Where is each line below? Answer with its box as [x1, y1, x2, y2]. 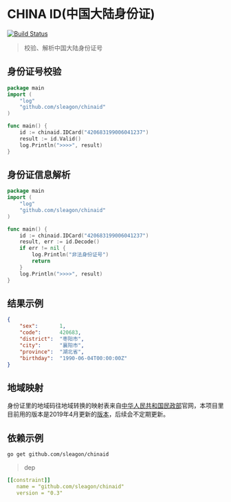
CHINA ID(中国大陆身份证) [7, 6, 155, 22]
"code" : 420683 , [19, 329, 81, 336]
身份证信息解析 [7, 169, 71, 180]
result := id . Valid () [19, 135, 81, 142]
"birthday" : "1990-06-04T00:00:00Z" [19, 355, 128, 362]
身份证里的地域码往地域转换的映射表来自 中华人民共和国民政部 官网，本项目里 [7, 401, 224, 410]
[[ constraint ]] [7, 477, 51, 483]
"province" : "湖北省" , [19, 348, 85, 355]
